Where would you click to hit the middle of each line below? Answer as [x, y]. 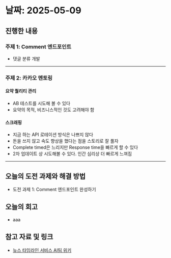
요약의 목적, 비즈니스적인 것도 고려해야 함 [53, 110]
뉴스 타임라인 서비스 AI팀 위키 [42, 250]
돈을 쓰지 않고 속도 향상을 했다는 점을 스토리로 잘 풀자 [65, 141]
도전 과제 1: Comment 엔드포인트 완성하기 [54, 190]
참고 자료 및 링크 [29, 237]
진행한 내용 [22, 31]
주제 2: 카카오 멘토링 [29, 78]
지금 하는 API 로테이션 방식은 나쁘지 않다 [53, 135]
